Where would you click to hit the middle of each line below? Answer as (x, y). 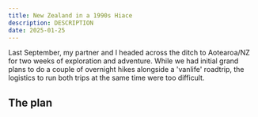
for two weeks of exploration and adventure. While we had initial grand (123, 61)
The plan (30, 102)
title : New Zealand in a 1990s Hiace (70, 15)
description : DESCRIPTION (51, 23)
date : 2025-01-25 (37, 30)
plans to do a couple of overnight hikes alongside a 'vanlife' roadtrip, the (126, 70)
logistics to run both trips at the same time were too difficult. (106, 78)
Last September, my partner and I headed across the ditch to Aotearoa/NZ (129, 53)
